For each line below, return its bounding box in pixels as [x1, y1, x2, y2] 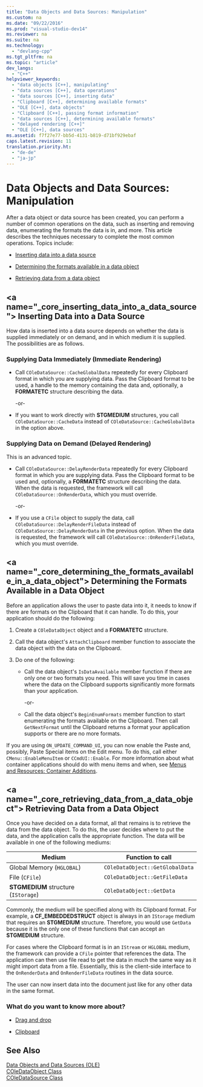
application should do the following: [6, 614, 95, 621]
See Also [6, 1045, 40, 1056]
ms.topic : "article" [6, 59, 59, 65]
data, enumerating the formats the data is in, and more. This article [6, 227, 173, 234]
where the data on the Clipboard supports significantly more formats [24, 681, 195, 688]
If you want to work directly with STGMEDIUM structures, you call [14, 412, 179, 419]
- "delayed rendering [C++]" [11, 122, 85, 128]
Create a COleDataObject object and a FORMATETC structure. [14, 626, 169, 634]
